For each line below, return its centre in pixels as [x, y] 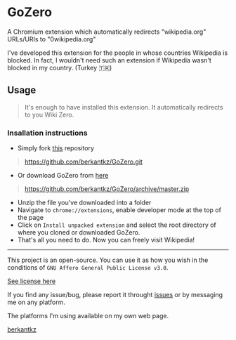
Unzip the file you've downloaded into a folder [84, 203]
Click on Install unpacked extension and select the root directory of [117, 225]
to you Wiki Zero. [49, 115]
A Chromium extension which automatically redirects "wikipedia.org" [107, 32]
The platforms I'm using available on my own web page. [88, 316]
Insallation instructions [47, 133]
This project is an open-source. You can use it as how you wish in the [108, 260]
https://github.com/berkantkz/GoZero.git [83, 162]
